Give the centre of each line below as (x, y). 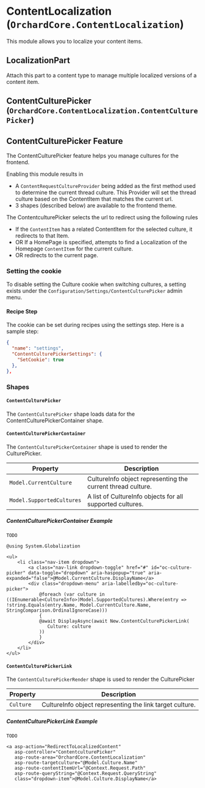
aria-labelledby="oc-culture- (140, 583)
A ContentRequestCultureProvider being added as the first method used (106, 186)
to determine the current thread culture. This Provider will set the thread (106, 192)
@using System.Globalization (43, 546)
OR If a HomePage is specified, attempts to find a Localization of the (101, 242)
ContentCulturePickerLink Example (52, 721)
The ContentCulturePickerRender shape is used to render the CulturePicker (101, 679)
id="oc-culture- (171, 568)
